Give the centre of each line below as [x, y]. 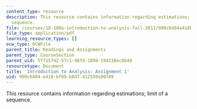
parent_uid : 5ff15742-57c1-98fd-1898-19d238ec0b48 [69, 60]
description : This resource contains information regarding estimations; [98, 17]
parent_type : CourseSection [40, 55]
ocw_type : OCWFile [28, 45]
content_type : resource [35, 11]
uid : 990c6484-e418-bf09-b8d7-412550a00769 [60, 77]
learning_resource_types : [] [42, 39]
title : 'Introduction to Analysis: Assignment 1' [68, 71]
